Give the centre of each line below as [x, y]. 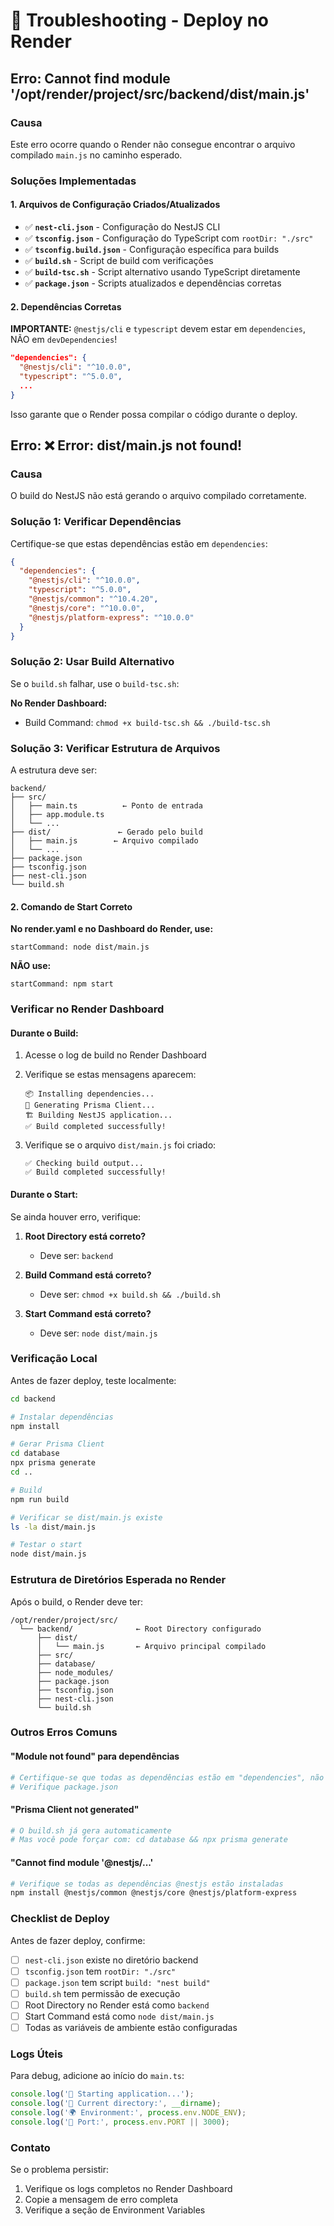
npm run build [40, 1499]
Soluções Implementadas [73, 181]
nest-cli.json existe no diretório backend [111, 1960]
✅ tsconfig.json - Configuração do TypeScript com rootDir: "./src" [169, 238]
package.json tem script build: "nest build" [117, 1982]
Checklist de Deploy [60, 1919]
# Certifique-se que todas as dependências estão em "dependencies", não [167, 1777]
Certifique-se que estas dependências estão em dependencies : [139, 543]
